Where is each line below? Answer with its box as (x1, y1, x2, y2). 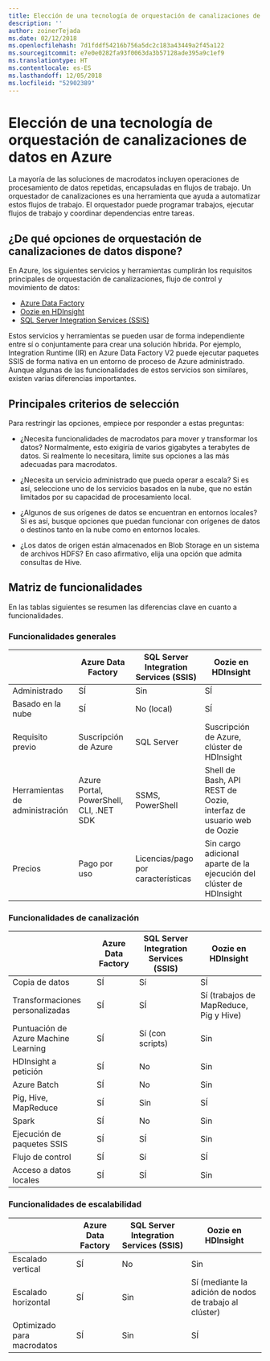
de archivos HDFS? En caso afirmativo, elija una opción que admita (19, 549, 243, 559)
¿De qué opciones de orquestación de (8, 232, 202, 245)
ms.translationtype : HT (8, 57, 88, 65)
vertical (12, 1263, 41, 1274)
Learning (12, 1043, 47, 1054)
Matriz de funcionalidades (8, 580, 143, 595)
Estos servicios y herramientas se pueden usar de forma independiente (8, 331, 245, 341)
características (135, 873, 191, 884)
